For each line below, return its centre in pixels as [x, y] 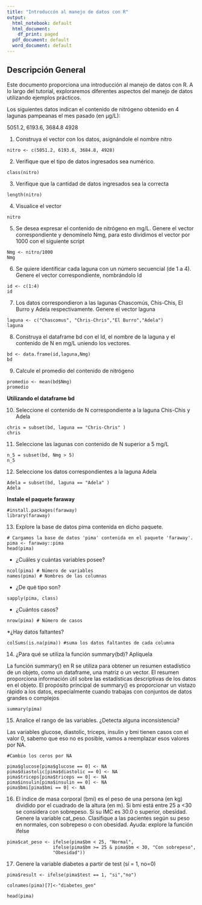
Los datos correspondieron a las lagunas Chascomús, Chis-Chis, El [99, 302]
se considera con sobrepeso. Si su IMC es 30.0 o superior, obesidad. [101, 811]
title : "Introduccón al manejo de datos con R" [68, 12]
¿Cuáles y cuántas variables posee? [60, 559]
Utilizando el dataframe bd [41, 398]
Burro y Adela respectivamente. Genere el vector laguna [85, 309]
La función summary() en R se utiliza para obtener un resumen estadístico [99, 666]
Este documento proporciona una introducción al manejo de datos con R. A [100, 85]
